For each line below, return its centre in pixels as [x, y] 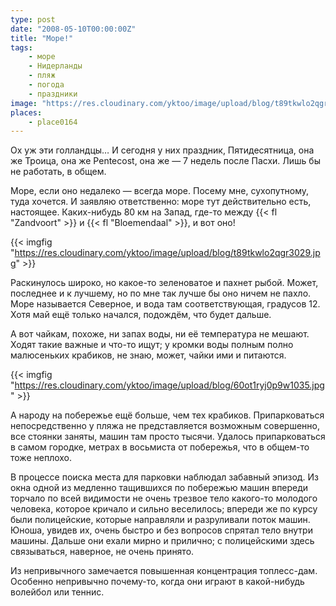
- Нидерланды [55, 66]
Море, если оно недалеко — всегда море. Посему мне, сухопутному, [160, 191]
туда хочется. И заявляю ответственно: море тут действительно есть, [161, 202]
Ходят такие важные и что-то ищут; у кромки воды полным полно [152, 345]
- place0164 [53, 122]
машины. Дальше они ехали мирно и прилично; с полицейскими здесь [162, 541]
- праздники [53, 94]
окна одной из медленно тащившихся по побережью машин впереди [159, 488]
